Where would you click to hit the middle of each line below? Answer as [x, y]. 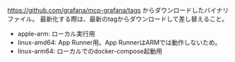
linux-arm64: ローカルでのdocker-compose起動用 [90, 51]
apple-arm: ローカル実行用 [56, 34]
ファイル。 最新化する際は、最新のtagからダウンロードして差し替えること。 [118, 19]
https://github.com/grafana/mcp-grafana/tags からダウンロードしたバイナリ [118, 10]
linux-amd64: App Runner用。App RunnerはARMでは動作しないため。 [119, 42]
